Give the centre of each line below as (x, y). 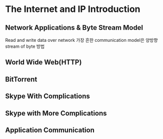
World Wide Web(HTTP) (43, 63)
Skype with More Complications (56, 113)
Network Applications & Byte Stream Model (74, 28)
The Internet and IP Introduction (73, 9)
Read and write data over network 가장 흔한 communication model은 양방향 (81, 40)
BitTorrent (21, 79)
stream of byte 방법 (25, 46)
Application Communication (50, 130)
